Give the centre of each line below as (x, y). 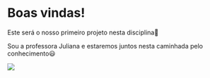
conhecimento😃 (31, 53)
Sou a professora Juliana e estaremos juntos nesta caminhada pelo (105, 46)
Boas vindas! (46, 13)
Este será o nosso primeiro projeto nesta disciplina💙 (83, 32)
